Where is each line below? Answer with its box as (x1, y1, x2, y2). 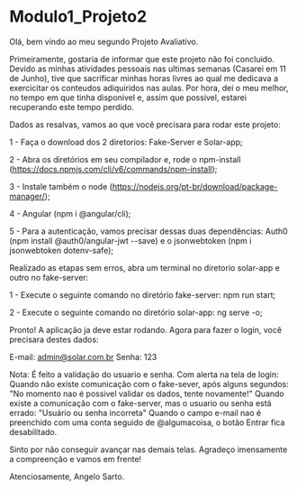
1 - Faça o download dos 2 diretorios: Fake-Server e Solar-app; (9, 136, 243, 147)
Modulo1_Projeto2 (9, 6, 148, 27)
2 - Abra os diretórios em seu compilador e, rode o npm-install (9, 153, 241, 164)
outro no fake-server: (9, 272, 89, 283)
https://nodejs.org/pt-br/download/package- (112, 181, 278, 191)
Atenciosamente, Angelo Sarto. (9, 471, 125, 482)
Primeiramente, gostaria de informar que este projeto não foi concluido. (9, 53, 274, 64)
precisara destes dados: (9, 334, 99, 345)
